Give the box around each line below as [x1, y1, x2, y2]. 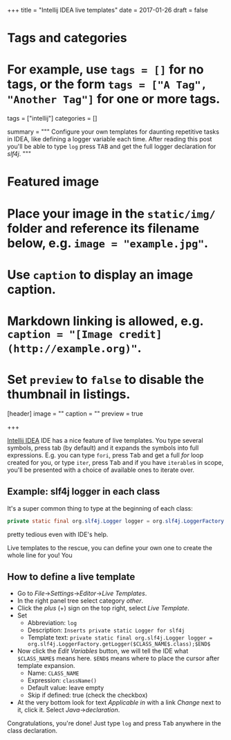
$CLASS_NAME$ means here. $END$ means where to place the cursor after [17, 654, 220, 662]
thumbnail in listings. [7, 387, 131, 403]
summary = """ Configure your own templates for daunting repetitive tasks [7, 127, 220, 136]
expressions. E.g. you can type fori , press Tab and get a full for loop [7, 450, 204, 459]
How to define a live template [7, 571, 136, 583]
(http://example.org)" [7, 342, 138, 355]
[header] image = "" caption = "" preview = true [7, 409, 143, 418]
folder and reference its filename [7, 220, 199, 236]
